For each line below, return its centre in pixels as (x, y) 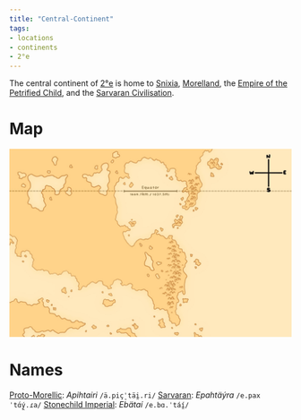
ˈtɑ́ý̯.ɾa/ (26, 405)
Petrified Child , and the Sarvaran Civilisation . (92, 93)
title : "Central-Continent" (62, 19)
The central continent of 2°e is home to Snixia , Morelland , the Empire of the (149, 83)
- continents (34, 47)
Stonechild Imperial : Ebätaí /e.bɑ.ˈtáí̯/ (116, 404)
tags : (19, 28)
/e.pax (249, 395)
